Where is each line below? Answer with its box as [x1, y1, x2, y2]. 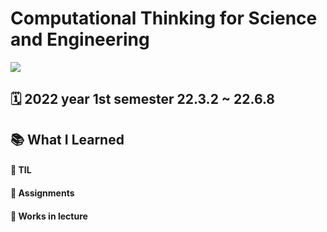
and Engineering [10, 28, 150, 51]
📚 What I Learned [10, 131, 125, 148]
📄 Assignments [10, 187, 75, 199]
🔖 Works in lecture [10, 210, 88, 222]
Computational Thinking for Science [10, 7, 318, 30]
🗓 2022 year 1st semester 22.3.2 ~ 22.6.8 [10, 91, 276, 108]
